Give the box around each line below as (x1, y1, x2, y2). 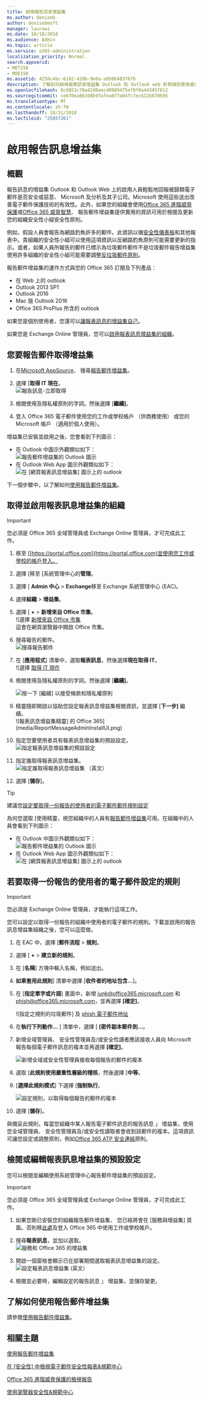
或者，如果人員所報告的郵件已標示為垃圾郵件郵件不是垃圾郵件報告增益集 (17, 244, 196, 251)
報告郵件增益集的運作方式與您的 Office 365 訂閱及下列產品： (7, 264, 157, 272)
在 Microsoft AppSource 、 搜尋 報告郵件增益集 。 (15, 367, 133, 374)
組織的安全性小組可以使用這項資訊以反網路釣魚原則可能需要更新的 (27, 236, 191, 244)
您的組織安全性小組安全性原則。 (7, 216, 86, 223)
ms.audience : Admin (7, 37, 56, 43)
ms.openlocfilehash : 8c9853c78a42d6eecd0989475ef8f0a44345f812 (7, 87, 168, 93)
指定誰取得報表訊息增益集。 (15, 757, 85, 764)
